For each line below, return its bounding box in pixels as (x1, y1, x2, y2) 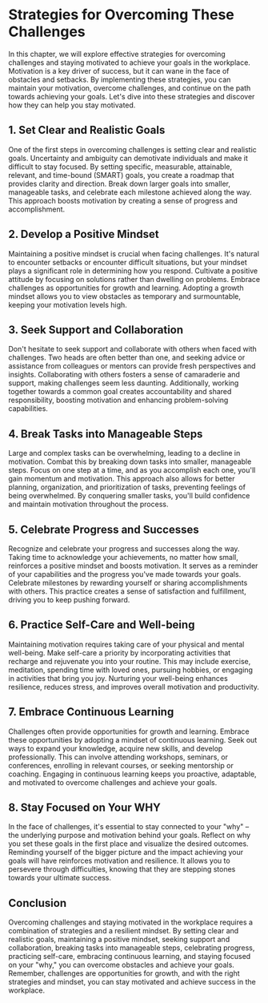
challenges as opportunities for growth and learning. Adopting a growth (8, 283, 244, 292)
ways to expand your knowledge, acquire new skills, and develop (8, 743, 223, 753)
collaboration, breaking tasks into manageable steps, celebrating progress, (8, 943, 255, 953)
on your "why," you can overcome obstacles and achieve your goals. (8, 960, 234, 970)
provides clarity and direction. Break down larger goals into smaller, (8, 179, 230, 188)
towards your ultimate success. (8, 873, 112, 883)
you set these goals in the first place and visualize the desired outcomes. (8, 839, 250, 848)
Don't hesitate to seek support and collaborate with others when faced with (8, 344, 258, 354)
